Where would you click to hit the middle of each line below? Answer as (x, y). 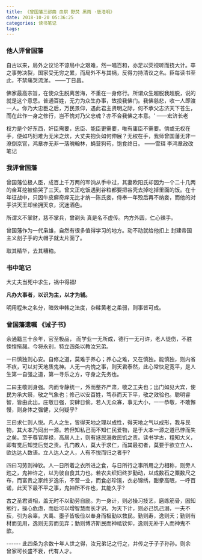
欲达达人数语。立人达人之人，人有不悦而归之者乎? (68, 453)
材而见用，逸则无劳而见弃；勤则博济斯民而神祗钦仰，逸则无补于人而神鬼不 (98, 523)
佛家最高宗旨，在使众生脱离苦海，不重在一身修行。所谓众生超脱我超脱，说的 (101, 93)
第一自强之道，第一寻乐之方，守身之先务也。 (66, 375)
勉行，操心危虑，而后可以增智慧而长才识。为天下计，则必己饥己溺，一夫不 (98, 508)
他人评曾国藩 (25, 51)
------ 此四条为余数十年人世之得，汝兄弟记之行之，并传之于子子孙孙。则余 (99, 544)
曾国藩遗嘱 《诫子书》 (38, 325)
